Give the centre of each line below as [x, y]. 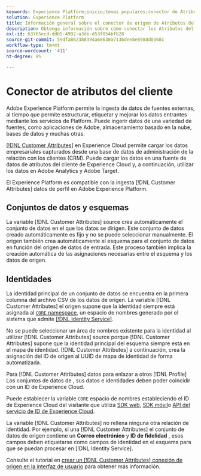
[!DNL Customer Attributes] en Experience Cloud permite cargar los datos [97, 145]
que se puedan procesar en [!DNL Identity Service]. [70, 448]
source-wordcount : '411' [37, 51]
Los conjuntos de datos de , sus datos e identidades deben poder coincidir [98, 381]
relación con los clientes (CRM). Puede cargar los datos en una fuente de [96, 158]
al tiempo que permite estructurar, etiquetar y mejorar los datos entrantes [97, 114]
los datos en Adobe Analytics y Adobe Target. [63, 170]
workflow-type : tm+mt [33, 46]
